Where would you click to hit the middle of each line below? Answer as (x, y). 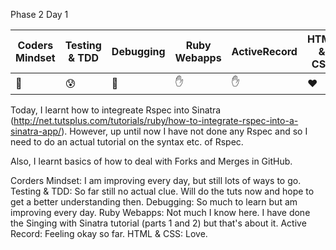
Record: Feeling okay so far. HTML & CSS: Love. (109, 233)
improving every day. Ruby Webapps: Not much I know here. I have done (160, 212)
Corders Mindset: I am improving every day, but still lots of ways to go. (156, 180)
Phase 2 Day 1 (39, 14)
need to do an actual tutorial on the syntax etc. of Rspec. (127, 142)
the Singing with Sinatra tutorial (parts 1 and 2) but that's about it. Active (158, 223)
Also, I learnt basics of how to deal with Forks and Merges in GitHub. (151, 161)
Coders (35, 45)
